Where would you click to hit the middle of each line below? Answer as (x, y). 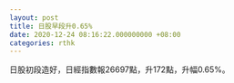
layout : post (34, 18)
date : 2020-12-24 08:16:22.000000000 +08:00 (95, 34)
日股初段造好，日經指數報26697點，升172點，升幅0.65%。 (120, 69)
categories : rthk (42, 43)
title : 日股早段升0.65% (51, 26)
